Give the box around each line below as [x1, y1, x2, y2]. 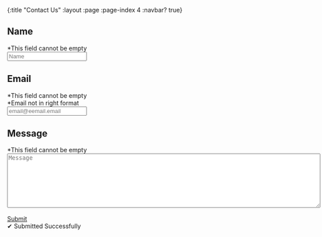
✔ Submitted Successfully [7, 222, 81, 230]
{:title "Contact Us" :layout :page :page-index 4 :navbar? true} [7, 6, 183, 14]
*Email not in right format [7, 99, 79, 107]
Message [7, 127, 48, 140]
